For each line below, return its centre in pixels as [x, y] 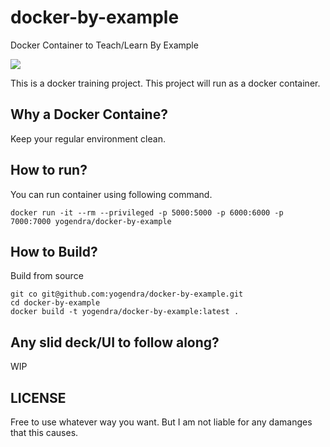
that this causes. [44, 432]
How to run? [49, 170]
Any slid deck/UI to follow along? [115, 342]
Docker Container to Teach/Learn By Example [104, 45]
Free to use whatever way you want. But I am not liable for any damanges [161, 422]
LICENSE [38, 397]
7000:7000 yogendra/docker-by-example [91, 221]
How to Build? [54, 251]
